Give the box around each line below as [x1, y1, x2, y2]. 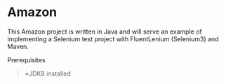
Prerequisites [7, 55, 46, 64]
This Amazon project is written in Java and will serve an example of [7, 27, 202, 36]
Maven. [7, 42, 29, 50]
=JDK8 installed [24, 69, 72, 78]
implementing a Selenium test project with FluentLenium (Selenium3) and [7, 34, 219, 43]
